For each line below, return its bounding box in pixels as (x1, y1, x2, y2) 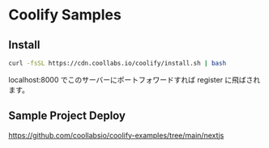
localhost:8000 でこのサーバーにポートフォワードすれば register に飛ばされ (8, 74, 261, 84)
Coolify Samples (8, 6, 122, 24)
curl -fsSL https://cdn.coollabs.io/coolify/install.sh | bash (8, 59, 227, 67)
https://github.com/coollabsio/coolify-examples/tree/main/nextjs (8, 130, 224, 140)
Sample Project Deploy (8, 109, 126, 123)
